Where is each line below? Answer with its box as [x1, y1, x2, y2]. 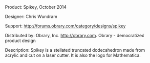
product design [5, 38, 36, 43]
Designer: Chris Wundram [5, 14, 58, 19]
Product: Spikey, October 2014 [5, 4, 67, 10]
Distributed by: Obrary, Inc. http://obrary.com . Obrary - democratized [5, 33, 145, 38]
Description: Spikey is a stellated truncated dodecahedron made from [5, 47, 145, 53]
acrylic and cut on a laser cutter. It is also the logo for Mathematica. [5, 52, 141, 58]
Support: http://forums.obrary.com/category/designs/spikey [5, 23, 126, 29]
